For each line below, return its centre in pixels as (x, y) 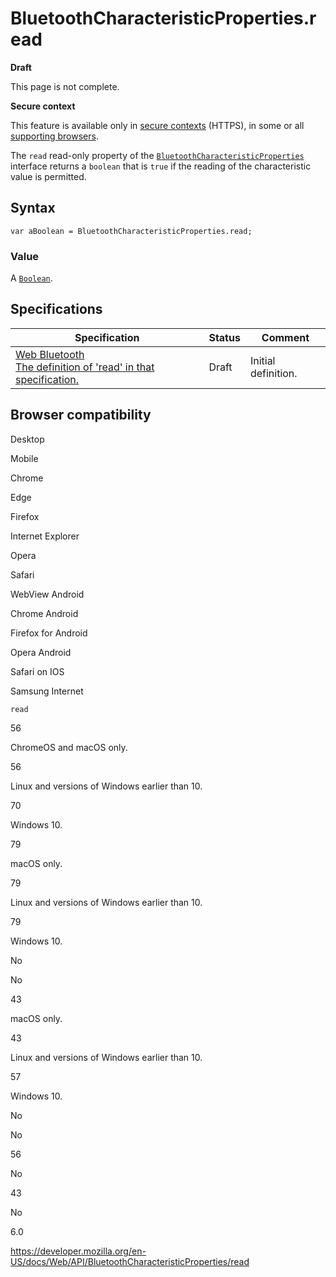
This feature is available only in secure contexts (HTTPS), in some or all (157, 125)
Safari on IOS (37, 671)
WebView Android (47, 594)
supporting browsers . (54, 136)
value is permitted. (48, 176)
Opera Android (41, 652)
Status (224, 337)
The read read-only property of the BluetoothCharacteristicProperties (157, 155)
